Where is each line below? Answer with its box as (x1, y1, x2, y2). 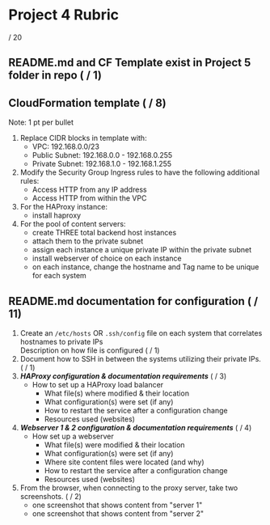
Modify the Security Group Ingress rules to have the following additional (19, 167, 260, 177)
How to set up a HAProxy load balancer (32, 379, 164, 389)
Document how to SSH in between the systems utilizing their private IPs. (19, 354, 261, 363)
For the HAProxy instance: (19, 202, 108, 212)
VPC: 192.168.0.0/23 (32, 142, 99, 151)
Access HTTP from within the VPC (32, 193, 147, 203)
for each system (32, 271, 86, 281)
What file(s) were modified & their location (44, 439, 185, 450)
